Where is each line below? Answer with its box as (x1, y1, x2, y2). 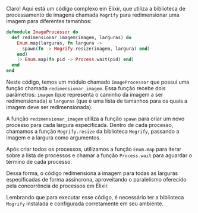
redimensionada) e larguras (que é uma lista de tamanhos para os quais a (6, 97, 188, 104)
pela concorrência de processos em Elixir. (6, 182, 109, 189)
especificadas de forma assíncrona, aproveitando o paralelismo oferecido (6, 176, 187, 183)
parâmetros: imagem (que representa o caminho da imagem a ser (6, 91, 164, 98)
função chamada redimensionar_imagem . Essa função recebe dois (6, 85, 166, 91)
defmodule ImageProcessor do (6, 29, 78, 35)
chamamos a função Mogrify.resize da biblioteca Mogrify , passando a (6, 128, 180, 135)
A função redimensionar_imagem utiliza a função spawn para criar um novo (6, 115, 185, 122)
